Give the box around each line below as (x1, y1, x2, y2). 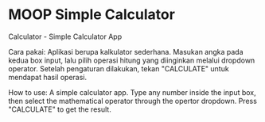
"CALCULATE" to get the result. (8, 105, 111, 114)
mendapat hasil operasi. (8, 72, 88, 82)
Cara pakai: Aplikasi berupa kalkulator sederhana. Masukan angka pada (8, 47, 244, 56)
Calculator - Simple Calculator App (8, 32, 122, 41)
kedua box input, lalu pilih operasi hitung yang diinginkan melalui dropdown (8, 55, 255, 65)
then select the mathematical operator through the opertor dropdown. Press (8, 96, 257, 105)
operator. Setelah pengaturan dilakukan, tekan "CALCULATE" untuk (8, 63, 229, 73)
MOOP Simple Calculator (8, 6, 175, 24)
